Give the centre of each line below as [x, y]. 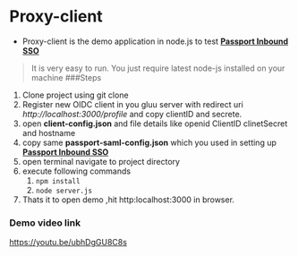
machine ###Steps [66, 77]
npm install [58, 181]
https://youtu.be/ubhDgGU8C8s [68, 243]
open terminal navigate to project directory [101, 161]
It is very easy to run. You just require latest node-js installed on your [158, 68]
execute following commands [77, 171]
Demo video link [45, 223]
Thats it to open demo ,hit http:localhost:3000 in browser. [128, 200]
